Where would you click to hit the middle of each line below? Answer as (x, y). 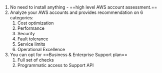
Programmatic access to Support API (55, 65)
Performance (31, 28)
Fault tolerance (33, 39)
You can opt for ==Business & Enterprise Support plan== (68, 55)
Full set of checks (35, 60)
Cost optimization (35, 23)
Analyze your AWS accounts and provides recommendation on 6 (76, 12)
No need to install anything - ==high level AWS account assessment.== (83, 7)
